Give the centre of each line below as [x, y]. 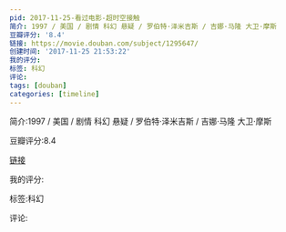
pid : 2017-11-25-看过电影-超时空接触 [75, 18]
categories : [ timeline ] [55, 94]
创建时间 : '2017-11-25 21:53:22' [70, 52]
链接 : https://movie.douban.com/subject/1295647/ [104, 43]
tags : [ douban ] [38, 86]
